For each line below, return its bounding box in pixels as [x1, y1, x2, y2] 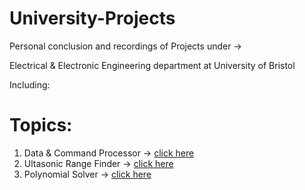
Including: [9, 78, 51, 91]
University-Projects [9, 7, 176, 30]
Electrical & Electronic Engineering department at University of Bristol [9, 59, 296, 71]
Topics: [9, 114, 73, 137]
